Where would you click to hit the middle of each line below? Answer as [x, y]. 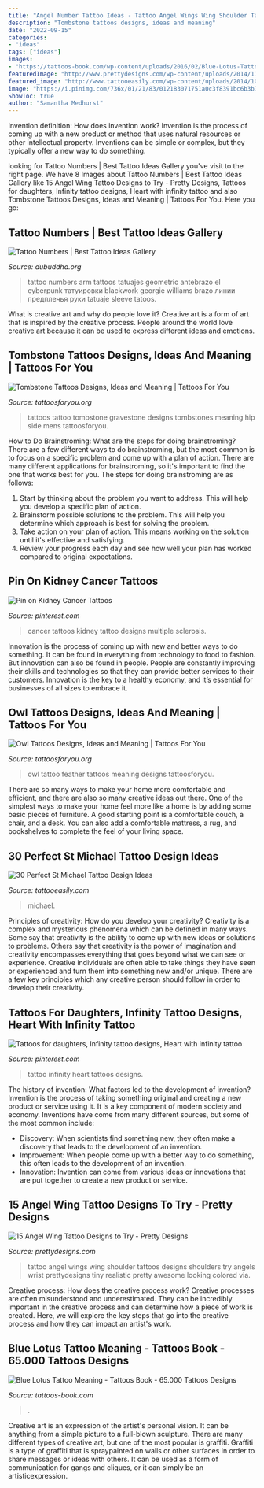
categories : [27, 37]
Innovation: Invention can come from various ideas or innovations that [132, 1172]
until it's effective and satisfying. [72, 539]
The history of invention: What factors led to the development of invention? [130, 1090]
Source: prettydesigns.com [52, 1251]
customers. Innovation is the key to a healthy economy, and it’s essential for [131, 679]
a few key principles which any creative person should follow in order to [125, 979]
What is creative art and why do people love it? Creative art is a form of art [129, 314]
